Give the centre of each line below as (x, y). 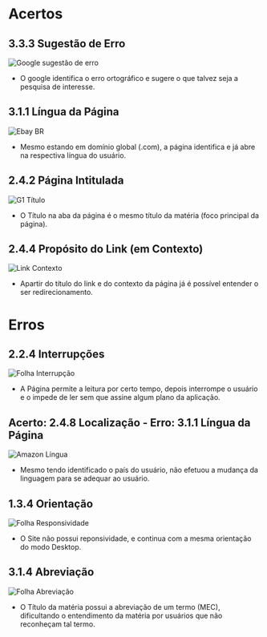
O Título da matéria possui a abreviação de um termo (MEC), (120, 607)
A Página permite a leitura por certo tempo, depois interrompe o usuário (139, 389)
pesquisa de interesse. (57, 87)
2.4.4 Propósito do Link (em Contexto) (106, 249)
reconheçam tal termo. (57, 624)
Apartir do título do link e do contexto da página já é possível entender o (139, 284)
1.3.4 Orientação (51, 504)
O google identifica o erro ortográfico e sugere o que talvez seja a (129, 78)
